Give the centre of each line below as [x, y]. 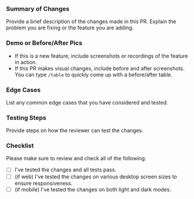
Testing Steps [26, 117]
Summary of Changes [38, 9]
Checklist [20, 146]
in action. [25, 62]
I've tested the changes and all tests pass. [65, 170]
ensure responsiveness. [43, 183]
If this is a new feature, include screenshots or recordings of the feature [101, 56]
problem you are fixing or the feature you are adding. [70, 28]
